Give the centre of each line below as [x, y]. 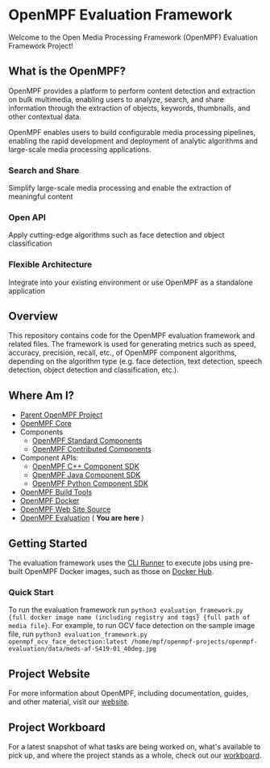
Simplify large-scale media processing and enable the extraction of [120, 188]
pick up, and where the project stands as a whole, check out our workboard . [135, 755]
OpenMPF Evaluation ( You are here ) [82, 518]
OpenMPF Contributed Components [91, 449]
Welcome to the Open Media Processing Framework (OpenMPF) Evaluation [133, 37]
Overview [33, 316]
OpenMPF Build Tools [56, 492]
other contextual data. [45, 116]
